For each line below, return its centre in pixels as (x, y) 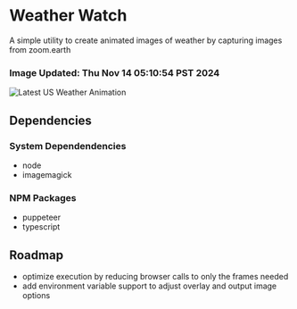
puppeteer (41, 217)
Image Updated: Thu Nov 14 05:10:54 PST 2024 (115, 72)
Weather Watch (68, 16)
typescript (41, 227)
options (36, 296)
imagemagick (47, 174)
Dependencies (50, 120)
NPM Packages (43, 197)
